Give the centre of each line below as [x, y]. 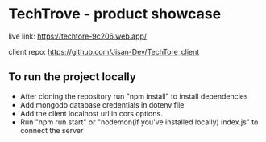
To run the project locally [73, 77]
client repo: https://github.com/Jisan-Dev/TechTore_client [104, 51]
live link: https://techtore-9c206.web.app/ [78, 36]
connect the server [52, 130]
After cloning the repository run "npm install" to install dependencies [134, 96]
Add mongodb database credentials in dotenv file [102, 104]
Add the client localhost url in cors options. [91, 113]
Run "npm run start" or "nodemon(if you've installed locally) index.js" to [139, 122]
